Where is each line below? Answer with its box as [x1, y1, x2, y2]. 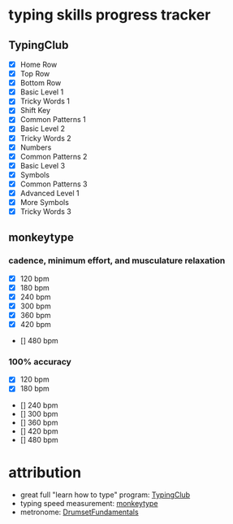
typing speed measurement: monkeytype [19, 499, 158, 509]
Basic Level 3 [19, 160, 66, 170]
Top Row [19, 69, 50, 79]
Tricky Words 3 [19, 207, 71, 216]
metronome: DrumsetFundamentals [19, 507, 140, 517]
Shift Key [19, 106, 51, 116]
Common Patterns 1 [19, 115, 87, 124]
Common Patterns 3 [19, 179, 88, 189]
